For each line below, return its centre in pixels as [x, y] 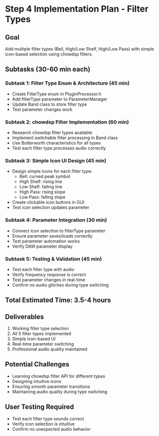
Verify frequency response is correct [49, 274]
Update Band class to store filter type [50, 104]
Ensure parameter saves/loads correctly [52, 236]
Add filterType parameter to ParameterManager [60, 99]
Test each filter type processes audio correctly [59, 148]
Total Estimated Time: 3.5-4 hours [58, 300]
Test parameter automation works [46, 241]
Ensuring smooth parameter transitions [51, 386]
